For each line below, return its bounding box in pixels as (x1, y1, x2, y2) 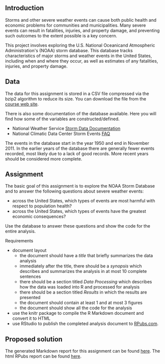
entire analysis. (5, 229, 36, 234)
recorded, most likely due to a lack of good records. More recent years (5, 150, 149, 157)
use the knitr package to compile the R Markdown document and (12, 310, 144, 316)
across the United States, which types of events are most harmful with (12, 198, 155, 204)
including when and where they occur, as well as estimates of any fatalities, (5, 58, 159, 64)
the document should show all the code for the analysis (19, 305, 132, 311)
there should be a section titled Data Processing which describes (19, 279, 152, 285)
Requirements (5, 238, 33, 244)
